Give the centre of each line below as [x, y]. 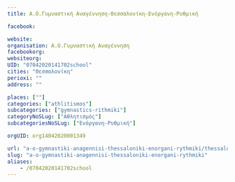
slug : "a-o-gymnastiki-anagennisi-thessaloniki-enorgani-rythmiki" [108, 155]
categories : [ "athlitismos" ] [50, 104]
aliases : [20, 162]
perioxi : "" [24, 78]
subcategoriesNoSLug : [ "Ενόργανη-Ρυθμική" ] [72, 123]
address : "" [24, 85]
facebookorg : [26, 52]
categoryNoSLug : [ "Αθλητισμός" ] [54, 117]
